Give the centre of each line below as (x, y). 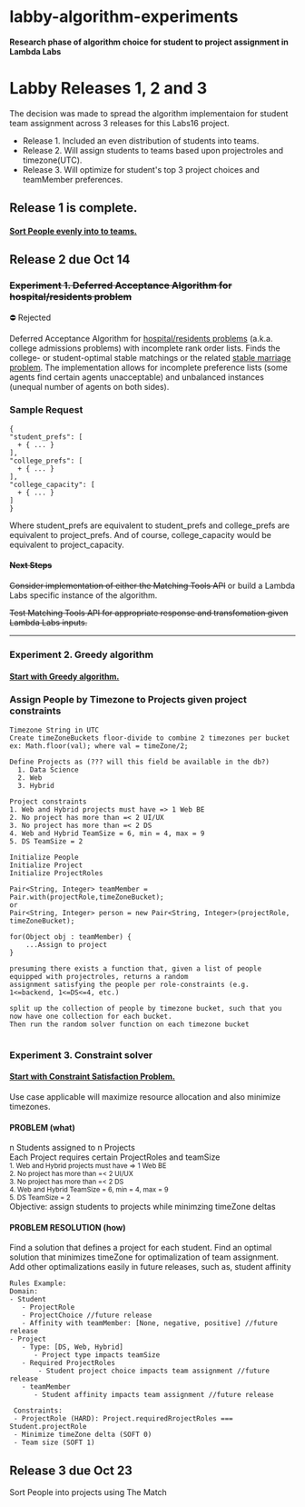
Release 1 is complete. (74, 208)
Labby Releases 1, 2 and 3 (108, 89)
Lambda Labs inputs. (49, 623)
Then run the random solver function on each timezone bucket (129, 1024)
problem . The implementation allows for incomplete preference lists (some (148, 367)
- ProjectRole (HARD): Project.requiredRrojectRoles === (123, 1419)
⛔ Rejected (30, 317)
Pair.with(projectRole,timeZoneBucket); (87, 897)
